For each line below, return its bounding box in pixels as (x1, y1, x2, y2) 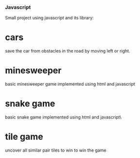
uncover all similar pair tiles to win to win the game (5, 147, 106, 153)
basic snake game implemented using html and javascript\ (5, 114, 122, 120)
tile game (5, 131, 43, 142)
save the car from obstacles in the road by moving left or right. (5, 48, 130, 54)
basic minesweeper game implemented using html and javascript (5, 81, 135, 87)
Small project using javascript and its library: (5, 15, 94, 21)
